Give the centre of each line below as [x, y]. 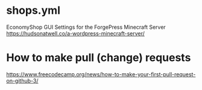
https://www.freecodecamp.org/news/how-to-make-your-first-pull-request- [101, 74]
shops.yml [33, 10]
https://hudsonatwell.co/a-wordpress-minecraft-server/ [75, 33]
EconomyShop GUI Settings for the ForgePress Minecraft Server [86, 27]
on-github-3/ [22, 80]
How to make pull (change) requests [99, 58]
